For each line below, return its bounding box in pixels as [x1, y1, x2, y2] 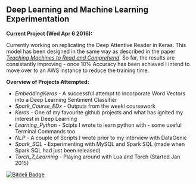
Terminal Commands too [14, 127, 76, 135]
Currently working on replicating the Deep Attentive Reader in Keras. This [6, 41, 186, 48]
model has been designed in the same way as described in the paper [6, 48, 176, 55]
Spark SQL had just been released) [14, 146, 101, 154]
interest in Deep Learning [14, 115, 77, 122]
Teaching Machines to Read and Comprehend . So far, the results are [6, 54, 175, 61]
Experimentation [6, 14, 70, 24]
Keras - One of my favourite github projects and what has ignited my [14, 108, 183, 116]
